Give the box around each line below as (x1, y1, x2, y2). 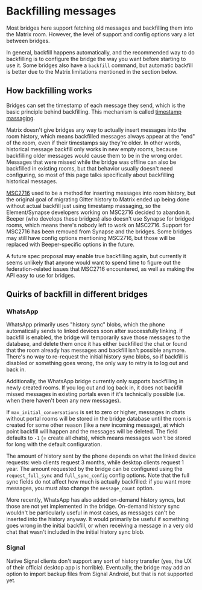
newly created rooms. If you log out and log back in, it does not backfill (6, 384, 183, 391)
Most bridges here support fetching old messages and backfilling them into (6, 24, 194, 31)
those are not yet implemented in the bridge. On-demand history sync (6, 503, 180, 510)
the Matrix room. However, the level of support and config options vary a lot (6, 30, 195, 37)
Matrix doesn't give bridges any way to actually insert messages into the (6, 126, 187, 134)
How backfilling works (6, 86, 92, 96)
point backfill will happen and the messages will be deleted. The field (6, 428, 178, 435)
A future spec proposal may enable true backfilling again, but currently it (6, 252, 187, 259)
